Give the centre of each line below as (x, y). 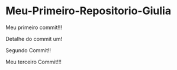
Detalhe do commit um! (34, 39)
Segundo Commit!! (28, 50)
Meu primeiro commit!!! (34, 27)
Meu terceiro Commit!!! (33, 62)
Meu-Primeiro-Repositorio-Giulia (89, 11)
